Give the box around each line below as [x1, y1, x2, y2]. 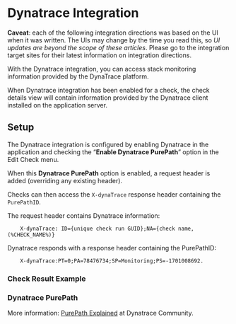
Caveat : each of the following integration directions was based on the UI [7, 28, 219, 37]
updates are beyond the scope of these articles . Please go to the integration [7, 43, 230, 52]
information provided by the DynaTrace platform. [7, 72, 149, 81]
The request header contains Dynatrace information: [7, 211, 160, 220]
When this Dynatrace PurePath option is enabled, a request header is [7, 168, 211, 178]
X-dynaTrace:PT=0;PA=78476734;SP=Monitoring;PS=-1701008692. [20, 257, 203, 265]
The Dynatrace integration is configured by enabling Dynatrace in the [7, 140, 209, 149]
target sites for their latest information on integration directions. [7, 51, 192, 59]
